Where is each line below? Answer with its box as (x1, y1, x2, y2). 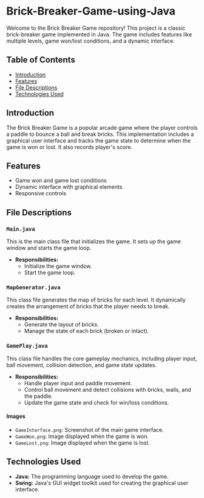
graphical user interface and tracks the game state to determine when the (6, 136, 191, 144)
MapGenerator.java (6, 284, 61, 291)
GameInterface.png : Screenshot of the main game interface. (15, 426, 164, 433)
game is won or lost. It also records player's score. (6, 143, 132, 150)
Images (6, 412, 25, 420)
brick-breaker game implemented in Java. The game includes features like (6, 30, 192, 38)
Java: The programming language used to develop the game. (15, 473, 169, 480)
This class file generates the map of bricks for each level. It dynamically (6, 296, 186, 304)
